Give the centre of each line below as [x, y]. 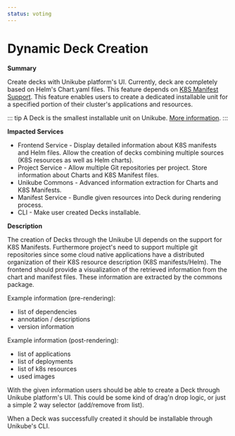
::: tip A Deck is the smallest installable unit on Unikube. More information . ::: [118, 117]
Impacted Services [36, 132]
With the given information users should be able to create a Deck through [114, 390]
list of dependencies [47, 312]
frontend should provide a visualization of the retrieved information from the [117, 269]
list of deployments [45, 361]
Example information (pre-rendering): [62, 298]
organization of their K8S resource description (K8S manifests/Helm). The [114, 262]
